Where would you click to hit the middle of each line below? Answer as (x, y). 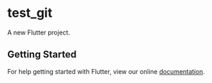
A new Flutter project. (39, 32)
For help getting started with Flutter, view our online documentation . (106, 71)
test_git (30, 13)
